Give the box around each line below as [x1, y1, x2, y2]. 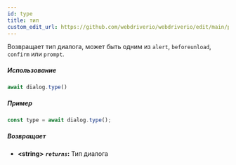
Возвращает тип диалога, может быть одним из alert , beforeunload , [7, 43, 212, 51]
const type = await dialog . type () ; [7, 117, 112, 124]
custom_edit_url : [7, 23, 58, 30]
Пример [7, 99, 33, 107]
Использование [7, 66, 57, 74]
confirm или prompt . [7, 50, 65, 58]
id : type [7, 10, 33, 18]
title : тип [7, 17, 39, 24]
